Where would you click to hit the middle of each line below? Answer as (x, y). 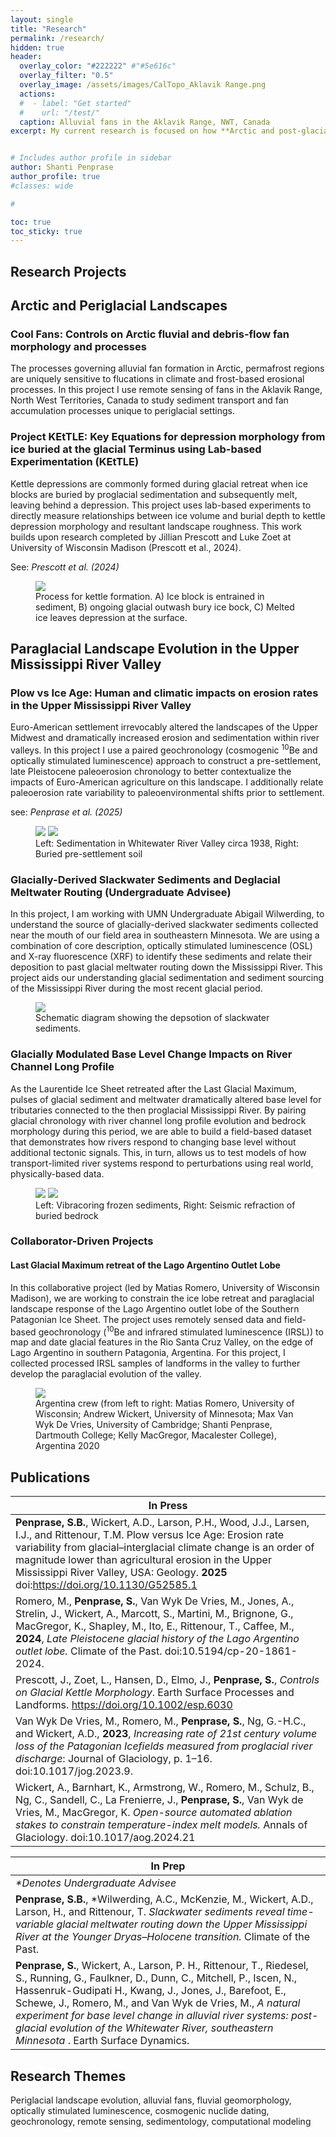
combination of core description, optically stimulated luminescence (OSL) (161, 946)
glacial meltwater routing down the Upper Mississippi (182, 1924)
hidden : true (37, 47)
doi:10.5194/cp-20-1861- (231, 1651)
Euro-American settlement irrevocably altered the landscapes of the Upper (164, 727)
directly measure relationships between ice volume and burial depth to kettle (168, 515)
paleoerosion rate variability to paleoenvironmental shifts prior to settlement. (167, 792)
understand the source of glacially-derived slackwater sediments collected (164, 925)
